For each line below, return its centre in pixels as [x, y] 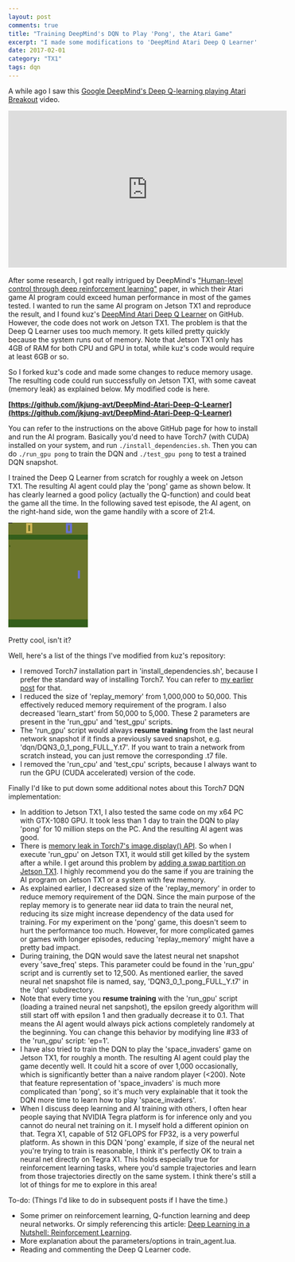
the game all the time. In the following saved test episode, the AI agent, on [130, 503]
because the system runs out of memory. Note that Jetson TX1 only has [126, 340]
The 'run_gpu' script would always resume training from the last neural [137, 730]
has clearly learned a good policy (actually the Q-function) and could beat [130, 494]
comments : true [33, 25]
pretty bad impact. [50, 947]
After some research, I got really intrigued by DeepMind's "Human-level [126, 280]
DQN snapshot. [33, 462]
